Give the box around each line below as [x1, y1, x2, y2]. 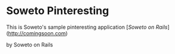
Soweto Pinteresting [6, 4, 109, 18]
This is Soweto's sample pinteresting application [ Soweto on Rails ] [6, 23, 170, 31]
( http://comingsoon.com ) [6, 29, 68, 36]
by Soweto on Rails [6, 41, 53, 48]
